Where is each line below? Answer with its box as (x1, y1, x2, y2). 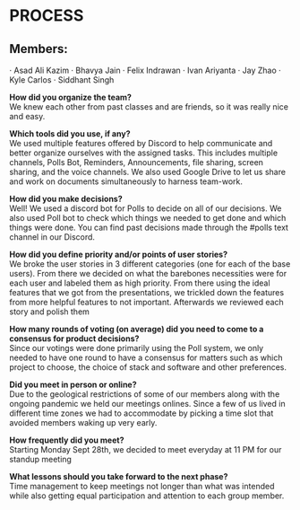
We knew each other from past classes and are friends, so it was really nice (9, 101, 289, 112)
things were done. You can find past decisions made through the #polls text (9, 222, 289, 233)
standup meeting (9, 454, 72, 464)
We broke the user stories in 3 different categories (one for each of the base (9, 259, 291, 269)
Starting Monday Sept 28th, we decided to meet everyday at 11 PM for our (9, 444, 282, 454)
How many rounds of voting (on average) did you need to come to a (9, 324, 264, 334)
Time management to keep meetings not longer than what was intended (9, 481, 275, 491)
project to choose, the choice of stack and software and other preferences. (9, 362, 287, 373)
